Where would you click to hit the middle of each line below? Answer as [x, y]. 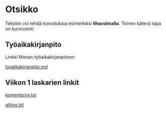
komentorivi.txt [21, 95]
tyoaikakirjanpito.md [27, 66]
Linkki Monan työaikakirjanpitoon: [40, 57]
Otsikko [22, 9]
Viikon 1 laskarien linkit [42, 83]
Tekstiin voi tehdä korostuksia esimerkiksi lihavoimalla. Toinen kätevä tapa [83, 23]
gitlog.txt [15, 104]
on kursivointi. [20, 28]
